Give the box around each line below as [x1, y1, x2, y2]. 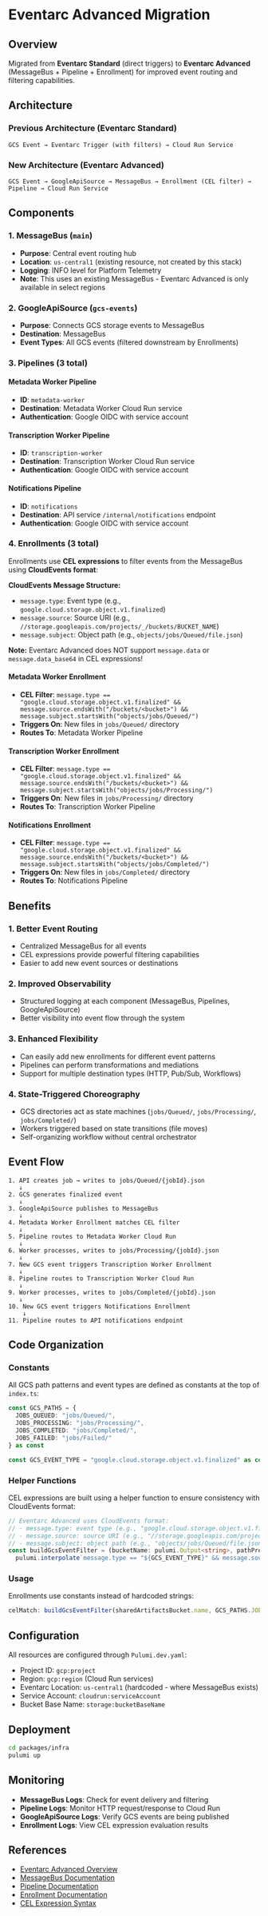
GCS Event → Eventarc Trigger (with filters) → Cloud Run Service [8, 141, 234, 149]
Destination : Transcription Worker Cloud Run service [19, 457, 195, 466]
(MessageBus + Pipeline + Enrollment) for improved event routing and [8, 67, 238, 77]
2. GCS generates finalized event [8, 1190, 124, 1199]
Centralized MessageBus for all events [19, 941, 147, 951]
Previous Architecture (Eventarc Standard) [8, 122, 177, 134]
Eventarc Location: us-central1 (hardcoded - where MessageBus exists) [19, 1682, 259, 1692]
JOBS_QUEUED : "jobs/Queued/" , [15, 1411, 116, 1420]
